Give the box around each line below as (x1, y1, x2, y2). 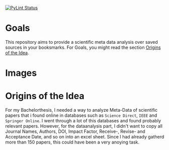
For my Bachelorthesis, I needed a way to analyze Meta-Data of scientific (5, 107, 158, 113)
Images (5, 67, 37, 79)
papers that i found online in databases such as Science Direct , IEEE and (5, 112, 157, 118)
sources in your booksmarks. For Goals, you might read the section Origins (5, 44, 161, 50)
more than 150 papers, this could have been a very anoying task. (5, 139, 140, 145)
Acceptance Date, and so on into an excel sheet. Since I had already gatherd (5, 134, 164, 140)
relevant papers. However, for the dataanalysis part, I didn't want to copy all (5, 123, 163, 129)
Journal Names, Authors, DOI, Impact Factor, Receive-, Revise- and (5, 128, 145, 134)
